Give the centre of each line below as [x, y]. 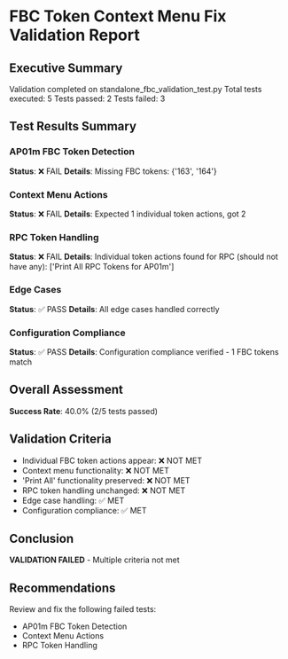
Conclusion [42, 538]
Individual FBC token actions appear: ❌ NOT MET [112, 460]
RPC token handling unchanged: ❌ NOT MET [104, 490]
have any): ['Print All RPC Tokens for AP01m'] [92, 267]
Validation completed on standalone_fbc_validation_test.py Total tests [136, 89]
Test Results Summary [73, 126]
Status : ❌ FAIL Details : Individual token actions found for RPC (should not [144, 257]
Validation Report [74, 35]
